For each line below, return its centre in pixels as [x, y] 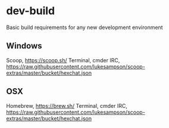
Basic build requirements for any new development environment [84, 27]
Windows [24, 46]
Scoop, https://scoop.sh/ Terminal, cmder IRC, [63, 60]
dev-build [31, 11]
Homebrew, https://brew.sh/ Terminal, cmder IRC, [67, 105]
